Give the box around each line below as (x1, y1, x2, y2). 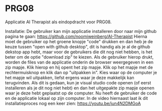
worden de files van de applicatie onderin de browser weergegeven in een (5, 59, 154, 65)
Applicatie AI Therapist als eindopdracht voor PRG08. (5, 19, 112, 25)
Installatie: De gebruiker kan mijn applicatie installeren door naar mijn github (5, 28, 157, 34)
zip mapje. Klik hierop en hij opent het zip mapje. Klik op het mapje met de (5, 64, 153, 70)
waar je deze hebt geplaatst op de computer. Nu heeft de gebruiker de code (5, 90, 157, 96)
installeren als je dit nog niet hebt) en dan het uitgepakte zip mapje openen (5, 85, 154, 91)
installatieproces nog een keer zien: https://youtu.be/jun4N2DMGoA (5, 100, 141, 106)
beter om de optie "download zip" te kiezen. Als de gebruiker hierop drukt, (5, 54, 154, 60)
